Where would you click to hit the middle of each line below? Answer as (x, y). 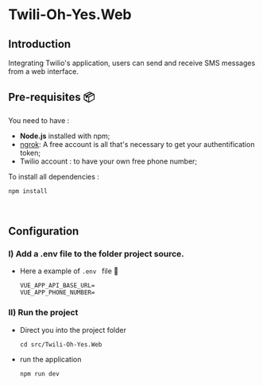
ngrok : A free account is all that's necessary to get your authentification (137, 144)
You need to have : (39, 120)
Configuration (44, 232)
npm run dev (39, 374)
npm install (28, 191)
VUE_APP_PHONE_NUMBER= (57, 293)
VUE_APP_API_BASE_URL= (57, 286)
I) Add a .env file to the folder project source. (96, 254)
